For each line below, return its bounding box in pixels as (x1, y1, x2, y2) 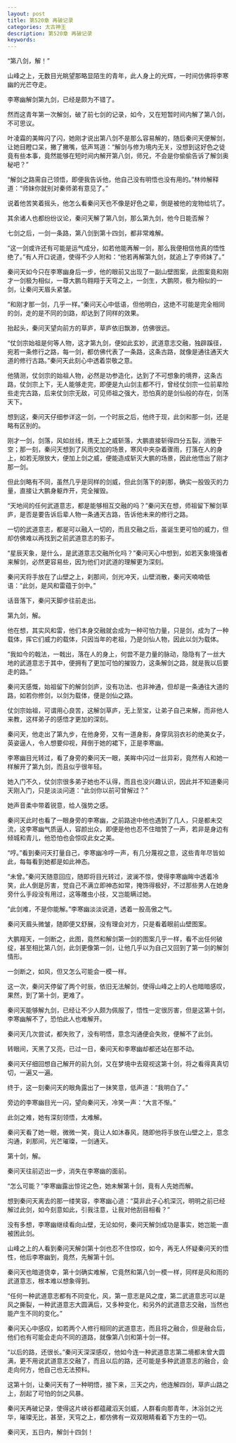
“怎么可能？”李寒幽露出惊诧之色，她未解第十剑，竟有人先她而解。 (7, 1182, 198, 1191)
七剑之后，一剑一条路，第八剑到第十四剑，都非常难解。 (7, 229, 167, 238)
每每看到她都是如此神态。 (19, 857, 93, 866)
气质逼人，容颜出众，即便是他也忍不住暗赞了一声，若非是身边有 (44, 825, 229, 833)
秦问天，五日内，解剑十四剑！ (7, 1428, 93, 1437)
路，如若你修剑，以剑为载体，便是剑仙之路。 (7, 691, 137, 700)
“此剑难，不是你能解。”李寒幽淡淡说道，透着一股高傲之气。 (7, 905, 176, 913)
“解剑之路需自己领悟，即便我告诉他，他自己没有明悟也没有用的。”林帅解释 (7, 175, 219, 184)
